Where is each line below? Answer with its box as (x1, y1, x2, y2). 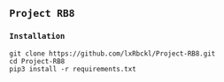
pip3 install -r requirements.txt (9, 64, 137, 73)
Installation (9, 31, 66, 41)
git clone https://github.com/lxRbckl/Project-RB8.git (9, 48, 216, 58)
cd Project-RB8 (9, 56, 66, 65)
